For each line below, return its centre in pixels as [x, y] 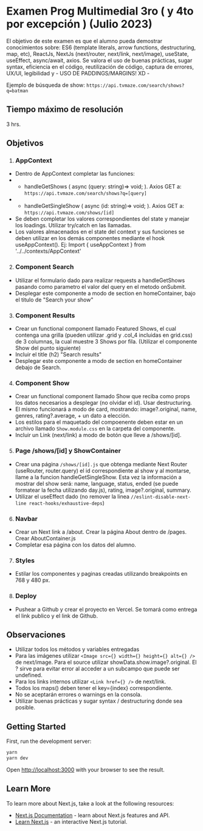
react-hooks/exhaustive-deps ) [67, 503]
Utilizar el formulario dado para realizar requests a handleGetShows [100, 280]
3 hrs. [14, 124]
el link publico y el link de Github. [57, 616]
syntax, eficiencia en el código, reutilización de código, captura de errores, [100, 67]
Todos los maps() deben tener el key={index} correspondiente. [94, 688]
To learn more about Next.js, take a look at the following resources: [90, 803]
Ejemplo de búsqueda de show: [46, 85]
